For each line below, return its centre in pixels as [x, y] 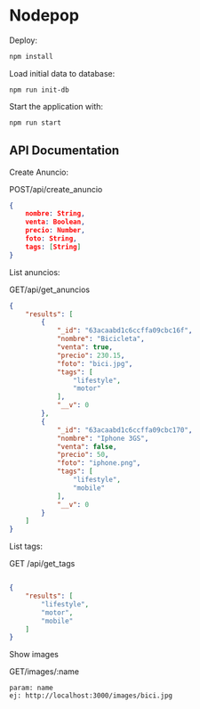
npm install [31, 56]
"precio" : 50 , [83, 455]
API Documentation [64, 151]
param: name [31, 688]
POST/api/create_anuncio [56, 189]
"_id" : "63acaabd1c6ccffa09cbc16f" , [124, 330]
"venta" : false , [87, 446]
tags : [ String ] [53, 247]
